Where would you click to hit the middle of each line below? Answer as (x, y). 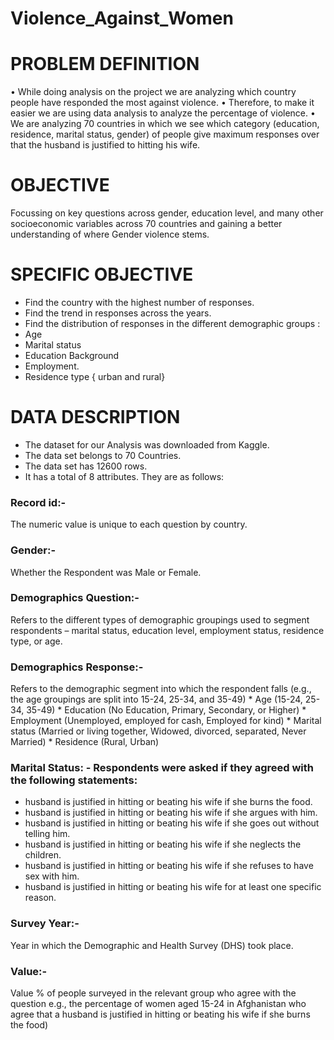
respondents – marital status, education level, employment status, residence (167, 630)
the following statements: (74, 780)
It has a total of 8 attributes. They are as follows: (124, 476)
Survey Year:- (45, 924)
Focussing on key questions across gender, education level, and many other (167, 213)
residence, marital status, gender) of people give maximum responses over (165, 134)
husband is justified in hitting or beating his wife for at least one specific (173, 887)
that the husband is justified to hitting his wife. (105, 145)
